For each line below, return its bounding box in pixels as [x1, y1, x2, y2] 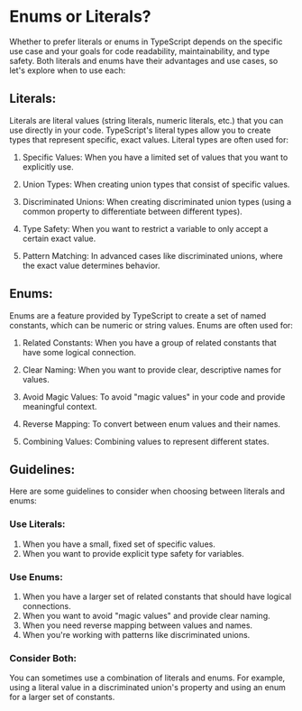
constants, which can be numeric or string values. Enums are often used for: [9, 319, 293, 330]
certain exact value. [22, 233, 96, 244]
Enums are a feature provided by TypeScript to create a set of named [9, 309, 267, 321]
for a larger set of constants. [9, 692, 115, 703]
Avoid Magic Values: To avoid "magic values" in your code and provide [22, 391, 286, 402]
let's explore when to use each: [9, 65, 126, 76]
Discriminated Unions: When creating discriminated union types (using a [22, 196, 292, 207]
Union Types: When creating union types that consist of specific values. [22, 179, 290, 189]
